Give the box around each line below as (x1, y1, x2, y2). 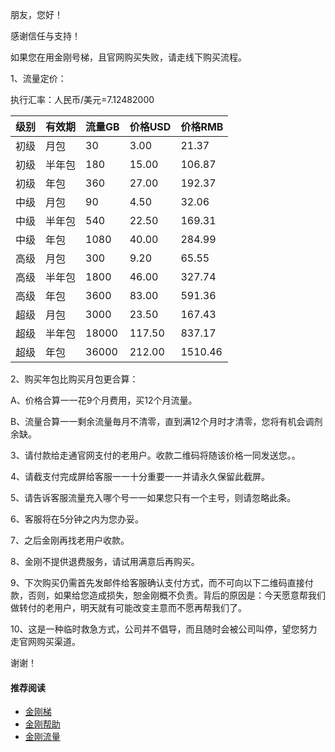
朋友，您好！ (10, 9, 63, 20)
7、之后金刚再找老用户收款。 (10, 534, 130, 546)
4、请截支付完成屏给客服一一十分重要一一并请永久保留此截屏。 (10, 471, 271, 482)
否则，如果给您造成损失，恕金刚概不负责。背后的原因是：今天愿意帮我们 (27, 589, 326, 601)
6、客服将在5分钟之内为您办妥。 (10, 513, 144, 525)
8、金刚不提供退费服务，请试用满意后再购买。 (10, 556, 200, 567)
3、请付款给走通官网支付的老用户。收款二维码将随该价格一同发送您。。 (10, 449, 301, 461)
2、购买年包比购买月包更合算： (10, 373, 139, 385)
